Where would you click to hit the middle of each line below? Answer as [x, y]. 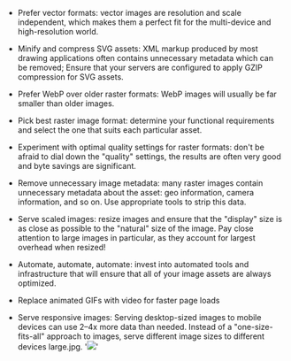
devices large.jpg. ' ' [58, 347]
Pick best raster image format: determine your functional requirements [146, 120]
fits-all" [31, 336]
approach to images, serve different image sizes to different [156, 336]
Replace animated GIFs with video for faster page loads [119, 300]
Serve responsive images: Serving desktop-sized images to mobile [139, 317]
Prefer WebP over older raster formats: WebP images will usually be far [147, 94]
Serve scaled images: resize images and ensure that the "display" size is [150, 219]
